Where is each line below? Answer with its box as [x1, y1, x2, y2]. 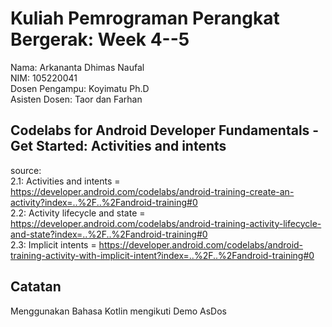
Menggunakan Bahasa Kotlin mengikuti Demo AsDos [10, 305, 227, 317]
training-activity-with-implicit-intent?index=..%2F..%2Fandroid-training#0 [10, 249, 315, 261]
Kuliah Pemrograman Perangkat [10, 7, 280, 30]
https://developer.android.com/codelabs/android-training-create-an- [10, 185, 295, 197]
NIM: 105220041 [10, 72, 78, 84]
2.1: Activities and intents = [10, 175, 121, 187]
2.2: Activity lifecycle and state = [10, 207, 146, 219]
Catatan [10, 278, 62, 296]
